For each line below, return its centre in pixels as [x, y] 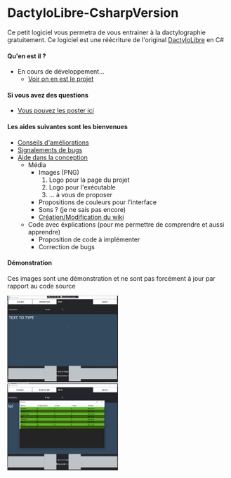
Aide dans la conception [52, 157]
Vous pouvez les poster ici [56, 111]
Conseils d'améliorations [53, 142]
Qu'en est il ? [27, 56]
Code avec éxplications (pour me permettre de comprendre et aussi [126, 224]
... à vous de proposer [81, 194]
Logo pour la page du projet [89, 180]
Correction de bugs [66, 246]
